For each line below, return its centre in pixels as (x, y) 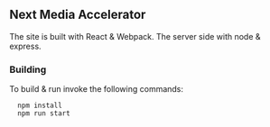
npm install (40, 106)
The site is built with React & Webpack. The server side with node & (135, 36)
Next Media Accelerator (78, 15)
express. (26, 46)
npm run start (44, 113)
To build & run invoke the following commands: (96, 89)
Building (28, 69)
